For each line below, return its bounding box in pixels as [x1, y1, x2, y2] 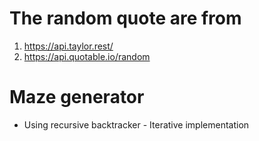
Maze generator [9, 86, 145, 109]
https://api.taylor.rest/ [23, 40, 114, 52]
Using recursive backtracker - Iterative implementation [23, 118, 250, 131]
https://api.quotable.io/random [23, 50, 151, 62]
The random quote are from [9, 7, 242, 30]
